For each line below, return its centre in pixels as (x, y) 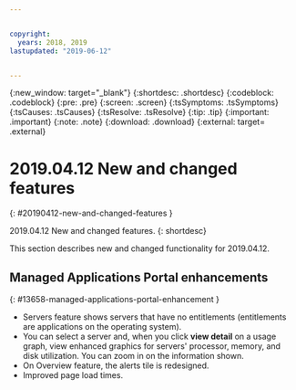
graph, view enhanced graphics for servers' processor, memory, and (151, 346)
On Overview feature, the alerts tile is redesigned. (116, 365)
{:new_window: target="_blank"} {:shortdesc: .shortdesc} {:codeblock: (142, 93)
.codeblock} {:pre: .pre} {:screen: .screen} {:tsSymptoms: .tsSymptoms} (144, 102)
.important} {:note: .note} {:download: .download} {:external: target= (138, 122)
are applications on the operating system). (102, 327)
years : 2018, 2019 (53, 42)
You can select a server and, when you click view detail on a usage (149, 337)
